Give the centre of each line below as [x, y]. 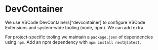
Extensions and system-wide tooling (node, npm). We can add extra [74, 27]
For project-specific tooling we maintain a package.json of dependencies [79, 37]
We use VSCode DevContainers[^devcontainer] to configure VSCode [75, 22]
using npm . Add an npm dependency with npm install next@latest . [73, 42]
